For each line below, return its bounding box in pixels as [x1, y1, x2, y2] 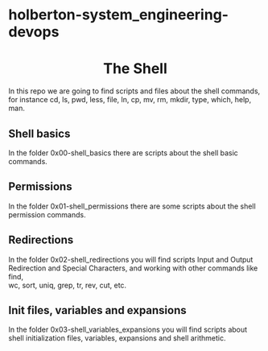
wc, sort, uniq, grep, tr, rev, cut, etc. [8, 280, 127, 290]
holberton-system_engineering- [8, 6, 229, 24]
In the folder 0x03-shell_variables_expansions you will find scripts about [8, 324, 248, 335]
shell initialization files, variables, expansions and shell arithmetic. [8, 333, 226, 343]
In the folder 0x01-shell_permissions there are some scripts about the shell [8, 201, 256, 211]
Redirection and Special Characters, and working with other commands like [8, 263, 258, 273]
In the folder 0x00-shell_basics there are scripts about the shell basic [8, 147, 239, 158]
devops [8, 23, 60, 41]
